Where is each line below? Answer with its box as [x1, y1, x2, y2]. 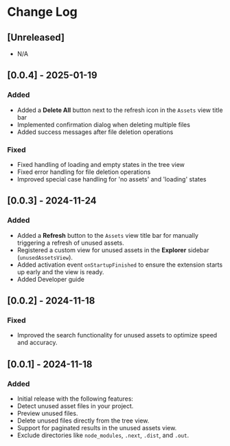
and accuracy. [16, 338, 58, 347]
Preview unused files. [16, 410, 78, 418]
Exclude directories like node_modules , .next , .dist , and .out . [16, 431, 189, 440]
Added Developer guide [16, 275, 84, 283]
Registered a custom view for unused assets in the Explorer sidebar [16, 245, 209, 254]
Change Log [7, 4, 78, 20]
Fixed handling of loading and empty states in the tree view [16, 160, 185, 168]
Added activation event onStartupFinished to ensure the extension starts [16, 260, 223, 269]
